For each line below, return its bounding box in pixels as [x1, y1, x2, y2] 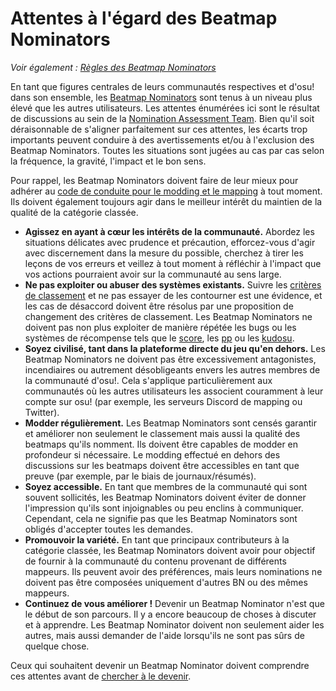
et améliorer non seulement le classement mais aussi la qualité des [24, 427, 301, 439]
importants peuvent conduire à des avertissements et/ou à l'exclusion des [10, 133, 315, 146]
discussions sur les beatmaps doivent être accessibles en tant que [24, 459, 300, 471]
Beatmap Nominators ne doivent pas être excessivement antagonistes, [24, 353, 317, 365]
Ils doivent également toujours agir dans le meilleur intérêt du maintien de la [10, 195, 323, 207]
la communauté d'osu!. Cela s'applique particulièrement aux [24, 374, 273, 386]
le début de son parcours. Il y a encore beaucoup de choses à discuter [24, 608, 317, 620]
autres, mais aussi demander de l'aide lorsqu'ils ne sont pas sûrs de [24, 629, 305, 641]
